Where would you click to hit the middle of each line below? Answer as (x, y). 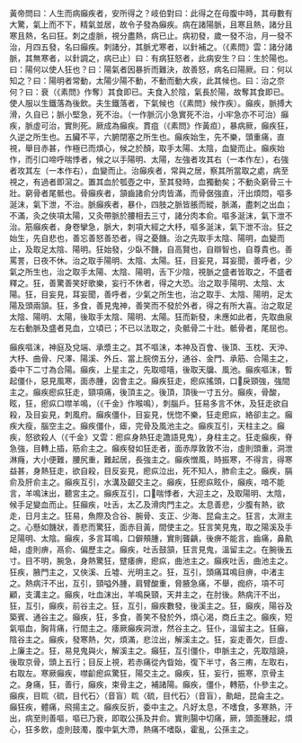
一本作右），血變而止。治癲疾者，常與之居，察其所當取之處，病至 (169, 170)
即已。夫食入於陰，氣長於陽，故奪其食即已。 (206, 92)
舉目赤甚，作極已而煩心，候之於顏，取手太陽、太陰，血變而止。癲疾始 (155, 148)
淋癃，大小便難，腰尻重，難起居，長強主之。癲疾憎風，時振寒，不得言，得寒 (151, 460)
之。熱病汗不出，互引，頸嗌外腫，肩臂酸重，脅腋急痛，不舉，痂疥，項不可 (147, 583)
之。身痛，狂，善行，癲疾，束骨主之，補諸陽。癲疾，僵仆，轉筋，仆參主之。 (151, 685)
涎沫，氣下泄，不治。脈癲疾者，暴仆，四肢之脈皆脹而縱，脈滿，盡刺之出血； (151, 204)
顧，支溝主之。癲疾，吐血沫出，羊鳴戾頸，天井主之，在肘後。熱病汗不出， (147, 595)
